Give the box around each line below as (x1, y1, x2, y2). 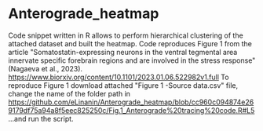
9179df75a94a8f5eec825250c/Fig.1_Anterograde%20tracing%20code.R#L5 (8, 105, 255, 115)
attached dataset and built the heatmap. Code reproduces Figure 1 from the (8, 38, 253, 48)
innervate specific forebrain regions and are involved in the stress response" (8, 56, 256, 65)
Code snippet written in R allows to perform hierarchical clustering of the (8, 31, 243, 40)
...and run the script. (8, 114, 74, 123)
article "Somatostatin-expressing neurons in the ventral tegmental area (8, 47, 238, 56)
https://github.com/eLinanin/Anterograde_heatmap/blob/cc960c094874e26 (8, 97, 254, 107)
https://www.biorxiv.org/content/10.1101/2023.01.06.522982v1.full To (8, 72, 229, 82)
